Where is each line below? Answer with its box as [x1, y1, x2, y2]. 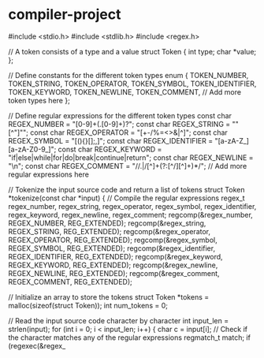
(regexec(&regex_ [8, 341, 66, 350]
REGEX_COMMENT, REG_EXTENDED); [8, 277, 132, 286]
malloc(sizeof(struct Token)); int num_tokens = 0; [8, 300, 168, 310]
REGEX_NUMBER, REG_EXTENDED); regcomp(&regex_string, [8, 218, 206, 228]
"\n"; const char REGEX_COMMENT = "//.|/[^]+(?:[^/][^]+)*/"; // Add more [8, 161, 247, 170]
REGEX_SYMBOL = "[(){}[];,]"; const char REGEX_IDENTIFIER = [8, 136, 214, 145]
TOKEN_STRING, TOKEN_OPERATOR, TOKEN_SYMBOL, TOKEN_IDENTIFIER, [8, 79, 257, 88]
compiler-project [8, 6, 121, 24]
